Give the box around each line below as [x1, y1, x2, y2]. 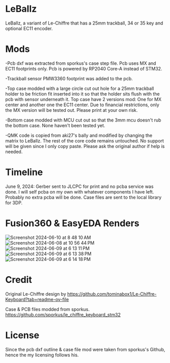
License [5, 329, 40, 341]
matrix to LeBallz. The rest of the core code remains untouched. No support [5, 137, 164, 143]
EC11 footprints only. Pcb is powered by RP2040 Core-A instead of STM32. [5, 65, 162, 71]
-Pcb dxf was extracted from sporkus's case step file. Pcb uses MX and [5, 60, 156, 66]
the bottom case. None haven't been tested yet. [5, 122, 105, 128]
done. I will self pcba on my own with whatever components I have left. [5, 188, 154, 195]
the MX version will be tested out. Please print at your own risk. [5, 107, 138, 113]
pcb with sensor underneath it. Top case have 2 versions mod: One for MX [5, 96, 162, 102]
